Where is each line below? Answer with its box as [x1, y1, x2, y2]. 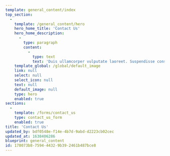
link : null [14, 68, 37, 73]
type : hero [14, 92, 37, 97]
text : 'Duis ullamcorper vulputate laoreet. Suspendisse [32, 59, 155, 64]
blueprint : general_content [5, 138, 65, 143]
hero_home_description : [14, 31, 65, 36]
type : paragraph [23, 40, 58, 45]
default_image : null [14, 87, 58, 92]
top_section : [5, 12, 33, 17]
